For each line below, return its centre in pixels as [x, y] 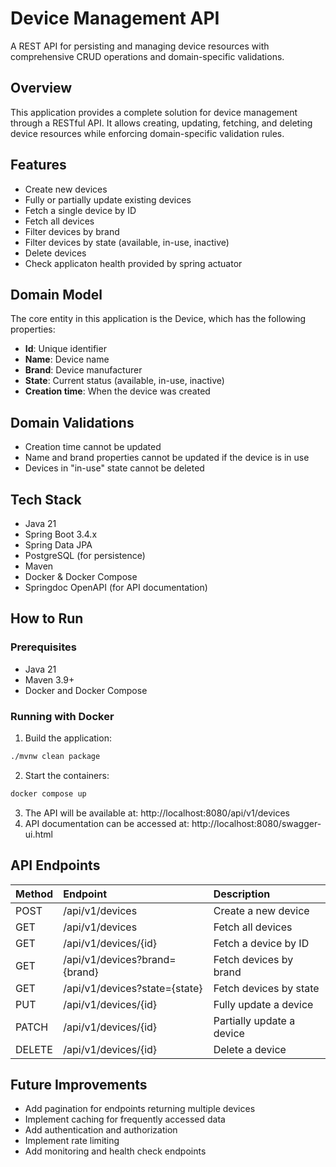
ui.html [39, 834]
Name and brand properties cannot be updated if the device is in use [167, 458]
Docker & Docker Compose [81, 576]
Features [38, 165]
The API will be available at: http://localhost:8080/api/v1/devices [157, 813]
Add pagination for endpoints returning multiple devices [140, 1109]
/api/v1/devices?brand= [120, 959]
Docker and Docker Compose [86, 690]
